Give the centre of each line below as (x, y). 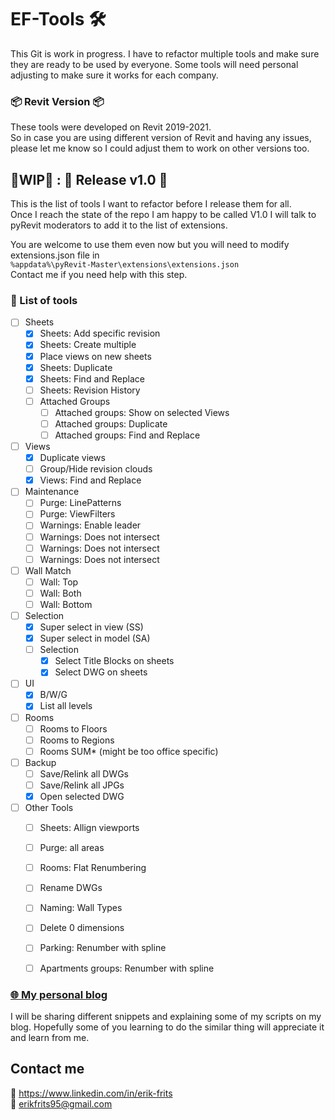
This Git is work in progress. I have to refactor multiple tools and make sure (165, 53)
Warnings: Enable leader (90, 525)
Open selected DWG (82, 796)
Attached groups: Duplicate (111, 423)
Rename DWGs (71, 888)
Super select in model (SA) (95, 638)
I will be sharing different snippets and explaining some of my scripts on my (166, 1016)
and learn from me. (50, 1037)
